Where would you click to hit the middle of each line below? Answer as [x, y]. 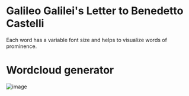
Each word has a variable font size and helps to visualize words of [87, 40]
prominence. [22, 46]
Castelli [25, 23]
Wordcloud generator [60, 70]
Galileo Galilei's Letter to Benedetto [95, 11]
